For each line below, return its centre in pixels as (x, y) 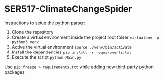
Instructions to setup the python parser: (45, 23)
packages (15, 72)
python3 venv (25, 42)
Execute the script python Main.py (46, 57)
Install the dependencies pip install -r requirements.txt (72, 52)
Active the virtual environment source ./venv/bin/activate (72, 47)
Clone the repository (33, 32)
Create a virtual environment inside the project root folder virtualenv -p (85, 37)
